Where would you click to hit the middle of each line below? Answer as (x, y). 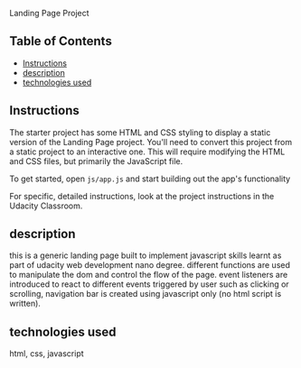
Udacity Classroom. (46, 206)
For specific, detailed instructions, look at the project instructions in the (142, 196)
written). (25, 304)
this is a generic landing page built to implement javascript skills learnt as (146, 255)
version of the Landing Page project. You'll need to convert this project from (150, 142)
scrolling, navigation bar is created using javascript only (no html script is (146, 294)
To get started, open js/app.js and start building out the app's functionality (150, 179)
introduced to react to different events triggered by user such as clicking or (149, 284)
